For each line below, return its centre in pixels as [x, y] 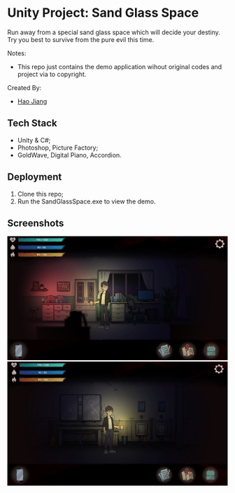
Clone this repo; [41, 194]
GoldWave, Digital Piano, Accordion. [69, 155]
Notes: [17, 53]
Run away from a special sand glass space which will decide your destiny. [114, 32]
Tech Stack [32, 123]
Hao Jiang [32, 101]
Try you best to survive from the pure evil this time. [81, 39]
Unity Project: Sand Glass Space [103, 13]
